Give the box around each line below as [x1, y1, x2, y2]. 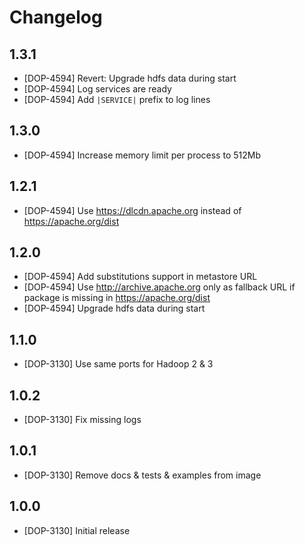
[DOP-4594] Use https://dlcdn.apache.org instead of [23, 204, 242, 216]
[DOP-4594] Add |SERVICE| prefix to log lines [23, 94, 211, 105]
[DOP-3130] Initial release [23, 524, 131, 536]
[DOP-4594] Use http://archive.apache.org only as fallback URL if [23, 281, 296, 293]
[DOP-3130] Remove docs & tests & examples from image [23, 469, 262, 481]
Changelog [9, 6, 103, 29]
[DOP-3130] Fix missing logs [23, 414, 142, 426]
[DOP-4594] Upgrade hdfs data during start [23, 302, 206, 315]
